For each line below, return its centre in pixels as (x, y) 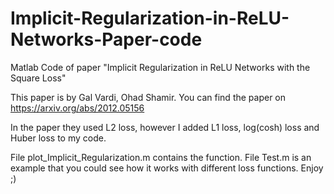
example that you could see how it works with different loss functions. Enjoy (167, 168)
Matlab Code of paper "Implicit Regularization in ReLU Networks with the (160, 67)
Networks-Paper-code (106, 39)
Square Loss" (38, 78)
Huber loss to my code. (58, 138)
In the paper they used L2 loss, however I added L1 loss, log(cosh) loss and (165, 127)
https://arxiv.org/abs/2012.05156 (77, 108)
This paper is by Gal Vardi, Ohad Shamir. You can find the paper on (148, 97)
